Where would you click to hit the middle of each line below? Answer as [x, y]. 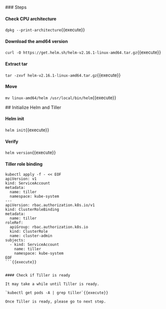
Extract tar [16, 64]
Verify [12, 141]
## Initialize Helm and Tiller [33, 107]
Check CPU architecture [31, 19]
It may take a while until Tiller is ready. [52, 284]
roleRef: [14, 223]
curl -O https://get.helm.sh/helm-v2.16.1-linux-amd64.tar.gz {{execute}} [83, 53]
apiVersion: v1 [21, 179]
